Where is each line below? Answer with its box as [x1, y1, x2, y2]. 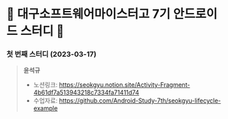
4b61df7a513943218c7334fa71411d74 [33, 88, 140, 96]
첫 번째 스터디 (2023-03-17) [6, 49, 97, 59]
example [33, 104, 58, 113]
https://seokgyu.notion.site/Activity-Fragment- [59, 81, 190, 89]
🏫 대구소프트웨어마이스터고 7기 [6, 6, 170, 22]
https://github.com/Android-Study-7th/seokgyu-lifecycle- [59, 96, 221, 105]
